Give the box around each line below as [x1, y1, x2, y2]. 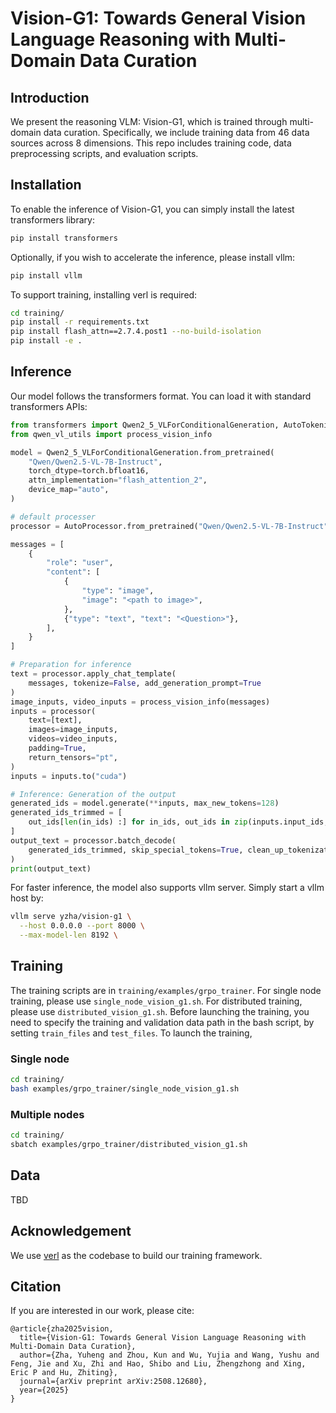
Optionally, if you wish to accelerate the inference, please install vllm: [10, 251, 296, 263]
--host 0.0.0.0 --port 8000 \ [19, 921, 145, 931]
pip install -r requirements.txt [10, 317, 150, 327]
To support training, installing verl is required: [10, 288, 198, 301]
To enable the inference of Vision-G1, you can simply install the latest [10, 203, 295, 215]
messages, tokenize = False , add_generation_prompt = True [28, 678, 262, 688]
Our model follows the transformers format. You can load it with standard [10, 390, 312, 402]
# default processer [10, 512, 97, 522]
